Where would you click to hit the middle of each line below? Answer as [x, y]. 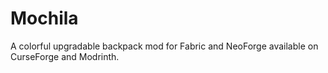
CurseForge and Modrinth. [65, 56]
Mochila [44, 18]
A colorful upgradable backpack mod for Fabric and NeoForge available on [164, 46]
